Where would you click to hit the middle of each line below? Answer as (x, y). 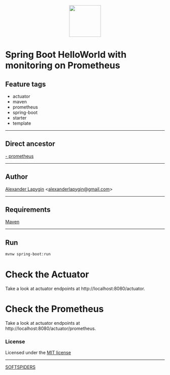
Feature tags (26, 84)
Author (16, 177)
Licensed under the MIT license (38, 353)
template (22, 123)
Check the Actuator (47, 274)
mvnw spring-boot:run (28, 254)
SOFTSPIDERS (20, 367)
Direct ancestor (30, 144)
